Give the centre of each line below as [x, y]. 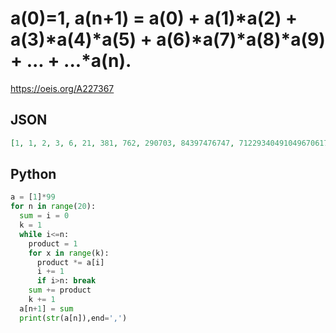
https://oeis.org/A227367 [62, 88]
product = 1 [53, 243]
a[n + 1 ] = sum [46, 308]
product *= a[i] [70, 262]
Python [33, 174]
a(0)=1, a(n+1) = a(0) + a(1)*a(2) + [154, 18]
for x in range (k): [69, 253]
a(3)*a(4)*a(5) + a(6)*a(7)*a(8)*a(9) [168, 39]
